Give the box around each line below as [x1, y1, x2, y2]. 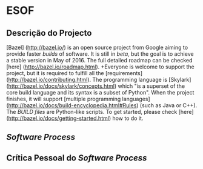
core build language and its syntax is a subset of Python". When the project [6, 89, 195, 96]
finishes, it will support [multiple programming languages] [6, 95, 150, 102]
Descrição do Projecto [6, 28, 92, 38]
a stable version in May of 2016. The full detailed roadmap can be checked [6, 57, 193, 64]
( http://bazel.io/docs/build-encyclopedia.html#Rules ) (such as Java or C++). [6, 102, 198, 109]
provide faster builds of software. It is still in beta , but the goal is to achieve [6, 50, 194, 58]
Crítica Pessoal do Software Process [6, 153, 147, 163]
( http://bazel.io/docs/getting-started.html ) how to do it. [6, 114, 144, 122]
